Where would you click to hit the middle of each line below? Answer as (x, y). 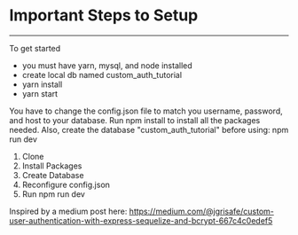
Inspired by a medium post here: (68, 211)
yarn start (40, 93)
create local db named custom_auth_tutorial (102, 74)
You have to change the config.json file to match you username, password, (146, 111)
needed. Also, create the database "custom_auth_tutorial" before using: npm (149, 129)
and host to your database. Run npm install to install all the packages (135, 120)
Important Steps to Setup (104, 16)
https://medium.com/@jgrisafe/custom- (202, 211)
